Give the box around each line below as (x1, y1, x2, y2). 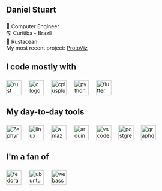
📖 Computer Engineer (6, 23, 60, 30)
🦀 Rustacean (6, 38, 38, 46)
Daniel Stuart (6, 5, 56, 15)
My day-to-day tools (6, 107, 85, 117)
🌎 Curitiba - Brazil (6, 29, 52, 37)
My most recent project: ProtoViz (6, 44, 88, 51)
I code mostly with (6, 62, 77, 72)
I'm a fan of (6, 152, 49, 162)
